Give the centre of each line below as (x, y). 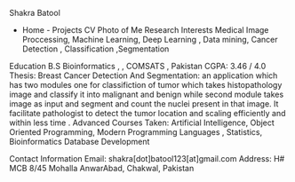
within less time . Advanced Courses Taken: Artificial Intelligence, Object (142, 123)
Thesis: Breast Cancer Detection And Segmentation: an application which (144, 75)
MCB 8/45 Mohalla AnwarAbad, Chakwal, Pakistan (102, 168)
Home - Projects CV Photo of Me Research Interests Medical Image (145, 30)
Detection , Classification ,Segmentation (96, 49)
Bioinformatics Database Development (80, 142)
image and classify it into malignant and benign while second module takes (147, 94)
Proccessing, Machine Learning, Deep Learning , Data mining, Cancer (150, 40)
